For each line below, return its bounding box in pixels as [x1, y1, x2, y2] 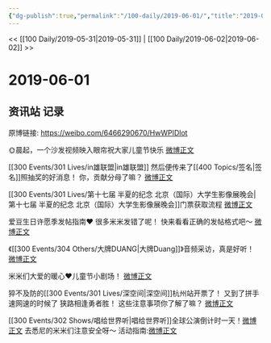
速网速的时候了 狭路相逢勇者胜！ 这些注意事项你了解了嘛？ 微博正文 [8, 298, 234, 307]
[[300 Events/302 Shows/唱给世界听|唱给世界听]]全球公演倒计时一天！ [8, 316, 243, 325]
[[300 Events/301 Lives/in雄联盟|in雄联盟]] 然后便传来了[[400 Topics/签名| [8, 162, 256, 172]
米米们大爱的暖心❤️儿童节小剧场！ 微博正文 [8, 271, 152, 281]
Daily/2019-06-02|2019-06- [166, 34, 260, 44]
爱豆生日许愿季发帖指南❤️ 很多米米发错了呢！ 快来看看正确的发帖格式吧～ [8, 216, 253, 226]
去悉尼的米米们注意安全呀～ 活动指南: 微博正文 [23, 325, 177, 335]
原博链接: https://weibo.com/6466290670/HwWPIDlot [8, 128, 188, 137]
